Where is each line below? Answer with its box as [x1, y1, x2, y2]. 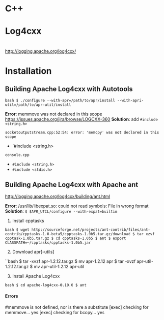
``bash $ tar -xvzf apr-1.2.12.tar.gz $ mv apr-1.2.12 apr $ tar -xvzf [5, 258, 136, 264]
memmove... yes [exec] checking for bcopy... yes [5, 309, 105, 315]
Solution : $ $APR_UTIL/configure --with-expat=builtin [5, 208, 118, 214]
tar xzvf [137, 232, 155, 237]
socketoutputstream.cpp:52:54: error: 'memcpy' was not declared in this [5, 130, 160, 135]
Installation [5, 65, 52, 76]
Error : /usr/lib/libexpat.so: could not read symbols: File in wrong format [5, 203, 149, 209]
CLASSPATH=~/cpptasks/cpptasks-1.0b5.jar [5, 240, 91, 245]
